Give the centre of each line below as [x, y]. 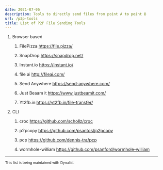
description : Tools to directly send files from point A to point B [76, 14]
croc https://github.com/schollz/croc [56, 121]
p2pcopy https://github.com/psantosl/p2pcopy [66, 131]
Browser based [27, 37]
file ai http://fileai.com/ [42, 74]
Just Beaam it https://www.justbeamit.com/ [63, 93]
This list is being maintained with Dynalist [40, 163]
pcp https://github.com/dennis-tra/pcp [58, 140]
